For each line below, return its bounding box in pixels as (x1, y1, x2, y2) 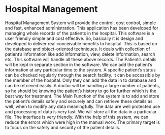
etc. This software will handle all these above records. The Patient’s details (5, 56, 157, 62)
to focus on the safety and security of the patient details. (5, 124, 121, 130)
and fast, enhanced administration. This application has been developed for (5, 25, 159, 31)
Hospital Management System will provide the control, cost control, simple (5, 20, 156, 26)
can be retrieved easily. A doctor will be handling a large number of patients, (5, 82, 160, 88)
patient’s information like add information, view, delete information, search (5, 51, 156, 57)
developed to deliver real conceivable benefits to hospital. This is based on (5, 40, 158, 46)
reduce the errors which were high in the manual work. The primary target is (5, 119, 160, 125)
